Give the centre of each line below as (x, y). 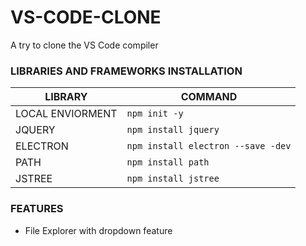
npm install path (168, 162)
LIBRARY (66, 97)
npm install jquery (173, 130)
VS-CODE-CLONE (86, 17)
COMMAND (209, 97)
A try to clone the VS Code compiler (84, 45)
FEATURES (37, 209)
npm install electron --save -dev (209, 146)
